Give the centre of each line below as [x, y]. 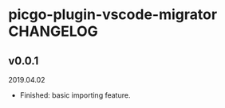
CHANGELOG [53, 31]
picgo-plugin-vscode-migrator [113, 15]
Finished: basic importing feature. [75, 95]
